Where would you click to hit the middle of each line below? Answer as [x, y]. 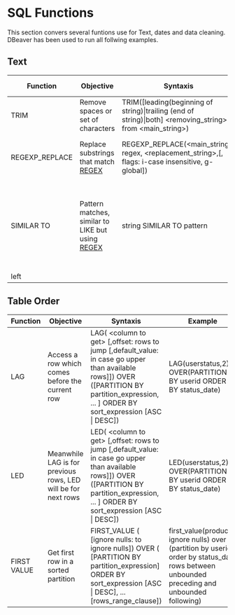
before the [65, 381]
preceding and [193, 583]
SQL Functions [51, 13]
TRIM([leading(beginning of [168, 102]
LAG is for [64, 462]
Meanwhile [66, 453]
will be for [64, 488]
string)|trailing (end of [158, 111]
